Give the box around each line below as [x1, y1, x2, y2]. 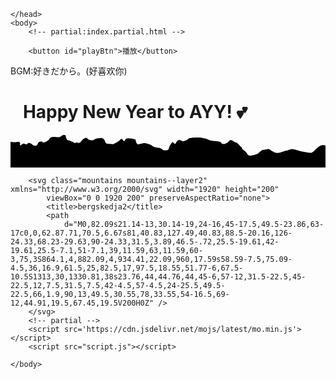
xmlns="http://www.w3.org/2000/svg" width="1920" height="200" [10, 185, 280, 195]
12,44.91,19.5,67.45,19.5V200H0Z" [10, 298, 155, 309]
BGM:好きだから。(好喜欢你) [10, 65, 128, 77]
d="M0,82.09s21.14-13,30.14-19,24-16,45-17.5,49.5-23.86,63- [63, 220, 325, 230]
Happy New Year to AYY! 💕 [22, 101, 248, 124]
